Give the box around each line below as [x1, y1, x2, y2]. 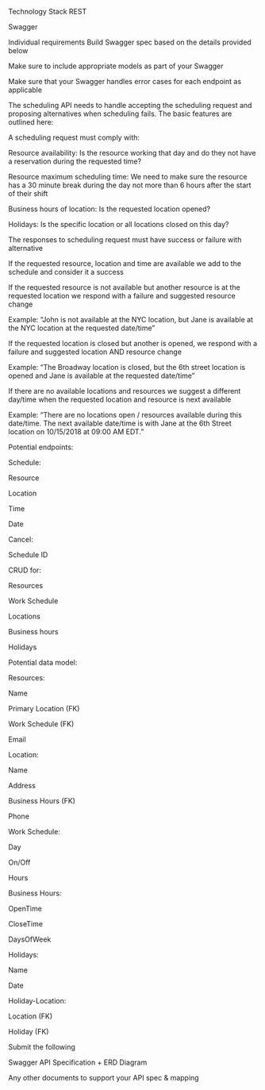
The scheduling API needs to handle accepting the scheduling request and [8, 101, 252, 110]
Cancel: [8, 535, 33, 544]
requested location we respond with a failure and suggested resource [8, 291, 236, 300]
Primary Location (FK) [8, 704, 80, 713]
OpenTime [8, 904, 42, 913]
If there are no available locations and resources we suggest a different [8, 387, 241, 395]
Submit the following [8, 1042, 75, 1051]
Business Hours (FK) [8, 796, 75, 805]
